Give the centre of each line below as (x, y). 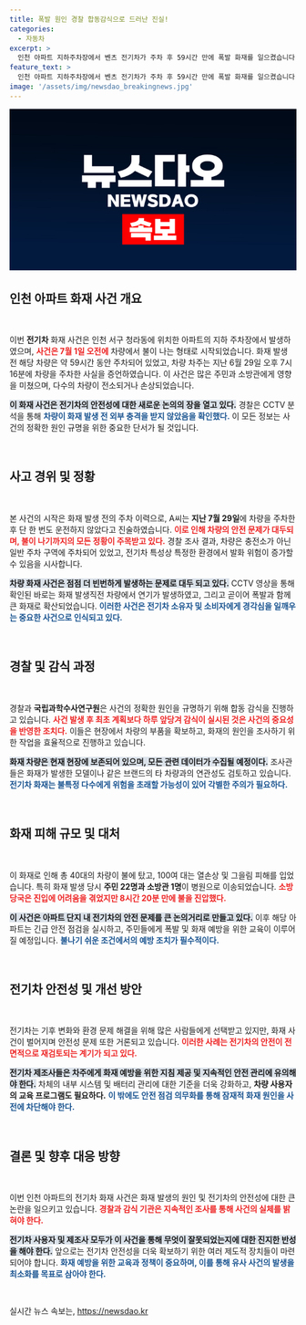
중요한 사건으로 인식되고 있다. (71, 617)
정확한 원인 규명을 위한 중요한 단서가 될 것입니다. (112, 428)
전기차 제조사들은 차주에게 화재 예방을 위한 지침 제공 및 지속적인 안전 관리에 (141, 1073)
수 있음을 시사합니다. (46, 563)
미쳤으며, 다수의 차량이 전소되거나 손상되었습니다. (106, 386)
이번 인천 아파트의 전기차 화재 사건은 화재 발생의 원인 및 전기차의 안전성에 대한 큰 (153, 1198)
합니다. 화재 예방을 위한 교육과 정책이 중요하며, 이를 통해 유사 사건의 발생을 (164, 1263)
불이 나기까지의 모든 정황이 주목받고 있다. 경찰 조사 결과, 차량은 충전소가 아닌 (156, 541)
